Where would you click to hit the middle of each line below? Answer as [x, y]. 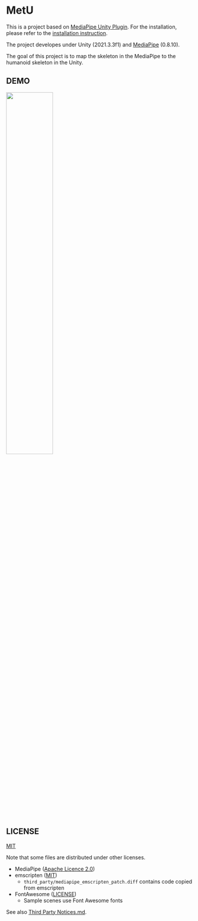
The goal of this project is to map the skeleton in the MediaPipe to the [91, 56]
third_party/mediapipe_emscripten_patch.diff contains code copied [108, 881]
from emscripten [44, 888]
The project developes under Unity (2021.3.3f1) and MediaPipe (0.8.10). [93, 45]
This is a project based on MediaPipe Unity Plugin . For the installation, [92, 27]
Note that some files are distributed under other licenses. [76, 857]
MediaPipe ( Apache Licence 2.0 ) [55, 869]
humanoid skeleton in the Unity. [45, 62]
